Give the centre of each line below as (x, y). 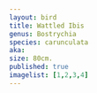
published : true (39, 67)
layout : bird (33, 17)
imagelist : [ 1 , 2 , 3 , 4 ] (49, 75)
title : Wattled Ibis (47, 26)
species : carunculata (49, 42)
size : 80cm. (31, 58)
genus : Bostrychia (43, 34)
